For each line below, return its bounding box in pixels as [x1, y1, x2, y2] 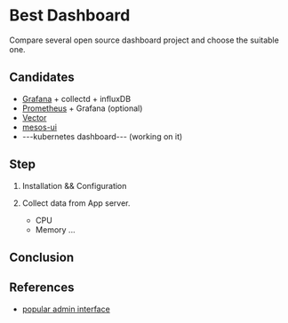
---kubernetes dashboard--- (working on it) [21, 130, 183, 142]
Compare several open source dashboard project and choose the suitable [9, 35, 280, 45]
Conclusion [9, 249, 75, 264]
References [9, 280, 75, 295]
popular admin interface [21, 303, 111, 314]
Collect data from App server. [21, 197, 131, 209]
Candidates [9, 70, 75, 85]
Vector [21, 112, 47, 122]
